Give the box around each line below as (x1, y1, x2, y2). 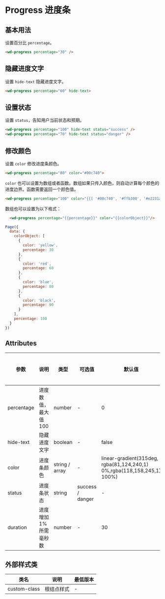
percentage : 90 (23, 302, 54, 308)
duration (7, 524, 27, 531)
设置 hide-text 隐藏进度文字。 (5, 79, 66, 84)
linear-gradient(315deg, (101, 455, 159, 462)
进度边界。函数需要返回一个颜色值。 (5, 186, 79, 192)
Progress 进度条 (5, 4, 71, 16)
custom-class (7, 586, 40, 593)
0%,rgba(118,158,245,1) (101, 467, 161, 474)
